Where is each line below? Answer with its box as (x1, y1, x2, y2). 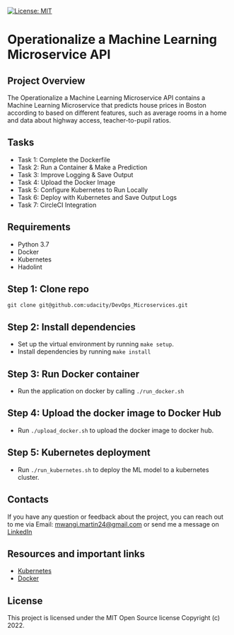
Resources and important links (7, 548, 145, 560)
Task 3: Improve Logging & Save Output (17, 170, 134, 179)
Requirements (7, 221, 71, 233)
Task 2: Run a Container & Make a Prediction (17, 163, 148, 172)
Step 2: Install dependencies (7, 321, 136, 333)
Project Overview (7, 74, 86, 86)
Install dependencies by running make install (17, 347, 151, 356)
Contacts (7, 493, 49, 506)
